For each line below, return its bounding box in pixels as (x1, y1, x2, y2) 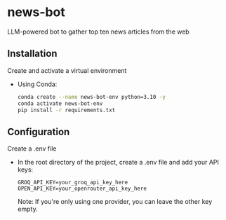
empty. (17, 205, 38, 214)
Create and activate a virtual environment (7, 66, 127, 74)
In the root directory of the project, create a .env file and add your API (17, 158, 220, 167)
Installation (7, 48, 58, 60)
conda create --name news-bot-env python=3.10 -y (17, 93, 166, 100)
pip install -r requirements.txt (17, 106, 116, 114)
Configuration (7, 125, 70, 137)
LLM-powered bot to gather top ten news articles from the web (7, 27, 190, 36)
